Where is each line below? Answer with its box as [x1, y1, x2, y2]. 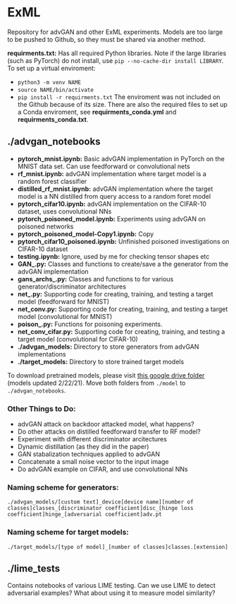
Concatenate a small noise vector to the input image [17, 458, 169, 466]
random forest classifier [17, 177, 87, 185]
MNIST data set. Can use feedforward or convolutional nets [17, 162, 190, 170]
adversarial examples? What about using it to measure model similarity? [7, 588, 216, 598]
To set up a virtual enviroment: [7, 64, 96, 72]
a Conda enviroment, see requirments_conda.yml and [17, 108, 177, 116]
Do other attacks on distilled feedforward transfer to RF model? [17, 427, 201, 436]
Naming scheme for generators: [7, 482, 119, 492]
